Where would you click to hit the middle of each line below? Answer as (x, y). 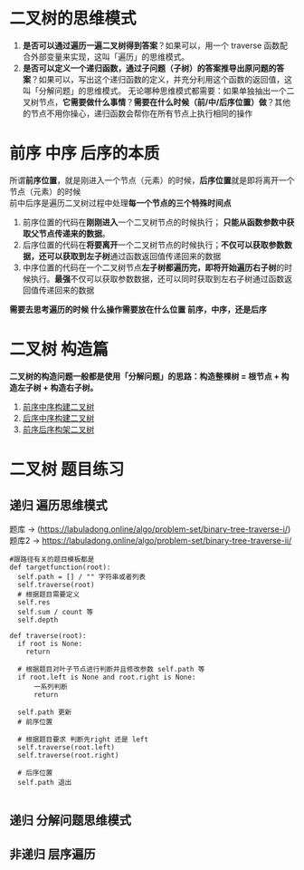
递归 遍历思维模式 (58, 505)
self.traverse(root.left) (66, 747)
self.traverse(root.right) (68, 755)
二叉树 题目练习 (67, 469)
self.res (34, 602)
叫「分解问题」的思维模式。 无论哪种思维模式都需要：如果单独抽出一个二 (158, 91)
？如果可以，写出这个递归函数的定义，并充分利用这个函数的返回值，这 (161, 79)
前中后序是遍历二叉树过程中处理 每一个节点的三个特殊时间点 (120, 203)
